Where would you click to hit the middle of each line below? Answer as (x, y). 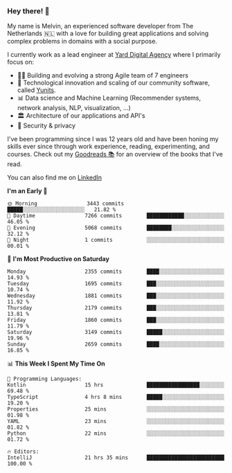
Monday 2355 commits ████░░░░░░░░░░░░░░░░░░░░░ (116, 272)
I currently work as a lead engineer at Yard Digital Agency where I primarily (114, 55)
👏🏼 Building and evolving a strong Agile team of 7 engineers (103, 75)
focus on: (21, 62)
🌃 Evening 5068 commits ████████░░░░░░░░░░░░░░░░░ (116, 228)
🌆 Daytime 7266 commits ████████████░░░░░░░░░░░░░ (116, 216)
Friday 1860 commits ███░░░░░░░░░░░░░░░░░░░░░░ (116, 320)
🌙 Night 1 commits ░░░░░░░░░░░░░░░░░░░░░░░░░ (116, 240)
